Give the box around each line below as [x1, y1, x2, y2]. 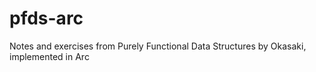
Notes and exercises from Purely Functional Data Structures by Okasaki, [9, 40, 307, 52]
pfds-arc [9, 7, 84, 30]
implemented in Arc [9, 50, 90, 62]
